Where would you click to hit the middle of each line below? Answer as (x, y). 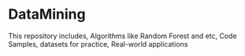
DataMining (47, 14)
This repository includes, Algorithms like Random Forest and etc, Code (123, 36)
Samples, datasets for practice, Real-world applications (98, 44)
